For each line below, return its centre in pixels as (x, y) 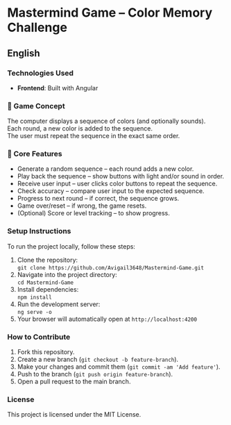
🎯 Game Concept (36, 106)
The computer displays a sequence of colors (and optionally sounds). (106, 121)
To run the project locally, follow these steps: (71, 246)
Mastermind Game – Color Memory (110, 13)
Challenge (37, 27)
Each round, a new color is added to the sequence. (80, 128)
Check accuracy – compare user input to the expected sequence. (111, 191)
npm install (34, 297)
